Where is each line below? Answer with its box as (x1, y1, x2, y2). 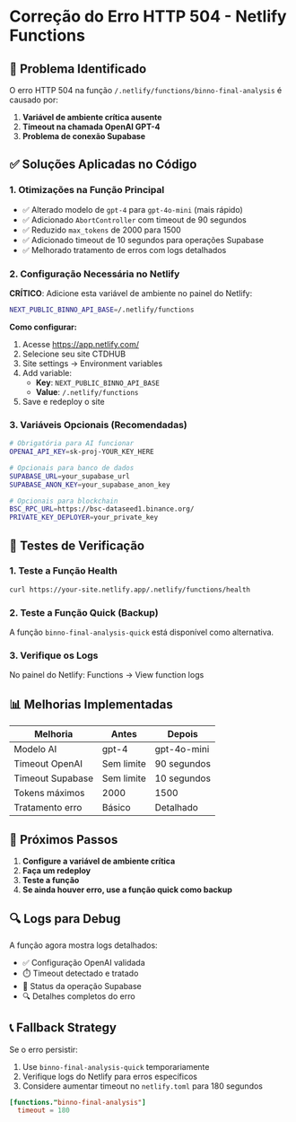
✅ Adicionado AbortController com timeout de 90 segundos (22, 214, 247, 225)
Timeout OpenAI (13, 758, 83, 770)
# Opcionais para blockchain (9, 496, 118, 505)
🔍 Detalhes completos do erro (22, 990, 136, 1002)
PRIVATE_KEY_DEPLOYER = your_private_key (9, 513, 159, 522)
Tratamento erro (13, 802, 83, 814)
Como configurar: (9, 321, 78, 332)
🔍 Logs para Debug (9, 911, 121, 926)
